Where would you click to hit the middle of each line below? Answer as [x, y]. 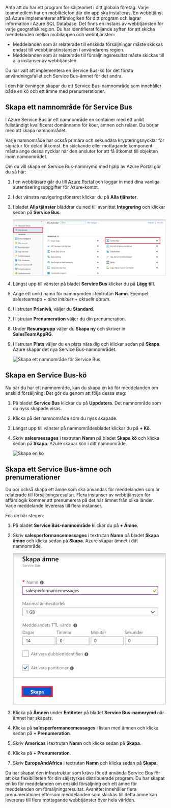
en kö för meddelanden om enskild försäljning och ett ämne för [71, 784]
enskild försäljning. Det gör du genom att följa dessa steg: [66, 393]
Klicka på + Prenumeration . [42, 753]
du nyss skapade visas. [37, 408]
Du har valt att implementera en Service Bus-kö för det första [69, 70]
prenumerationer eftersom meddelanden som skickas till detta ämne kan [81, 794]
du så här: [16, 172]
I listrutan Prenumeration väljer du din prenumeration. [69, 319]
